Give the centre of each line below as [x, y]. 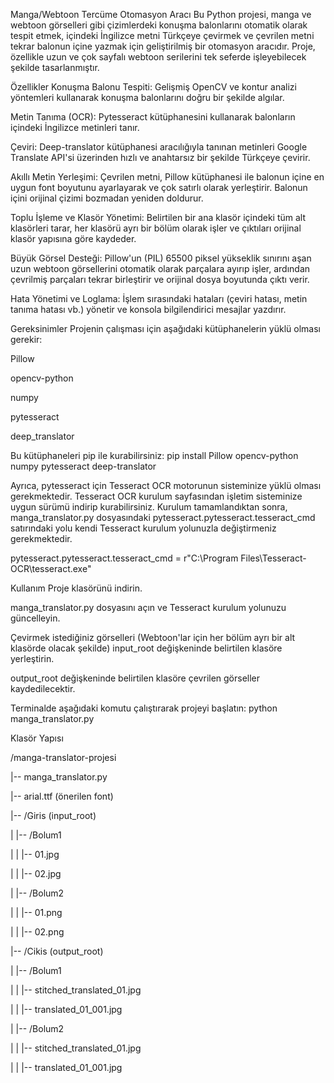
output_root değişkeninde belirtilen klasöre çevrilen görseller [135, 678]
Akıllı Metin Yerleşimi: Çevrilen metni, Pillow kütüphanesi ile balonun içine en [167, 177]
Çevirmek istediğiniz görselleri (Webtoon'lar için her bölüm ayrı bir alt [153, 637]
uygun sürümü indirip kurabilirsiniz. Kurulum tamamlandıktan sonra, [149, 507]
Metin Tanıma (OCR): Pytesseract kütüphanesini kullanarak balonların [153, 117]
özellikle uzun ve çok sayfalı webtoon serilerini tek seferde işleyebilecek [158, 57]
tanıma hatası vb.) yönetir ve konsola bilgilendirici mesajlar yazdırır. [148, 309]
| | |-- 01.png [36, 912]
